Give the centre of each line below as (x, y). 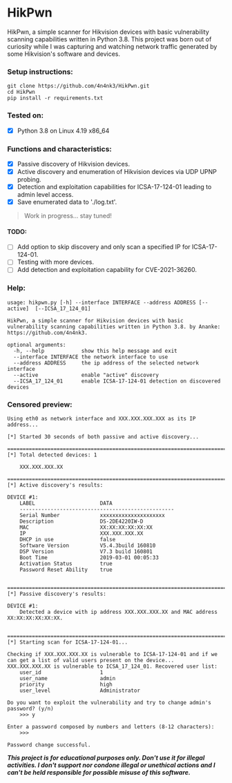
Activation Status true (66, 564)
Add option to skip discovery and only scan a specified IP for (104, 247)
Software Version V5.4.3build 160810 (88, 546)
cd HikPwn (21, 92)
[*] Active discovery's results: (55, 485)
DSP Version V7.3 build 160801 (86, 552)
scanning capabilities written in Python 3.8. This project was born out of (109, 39)
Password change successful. (49, 745)
